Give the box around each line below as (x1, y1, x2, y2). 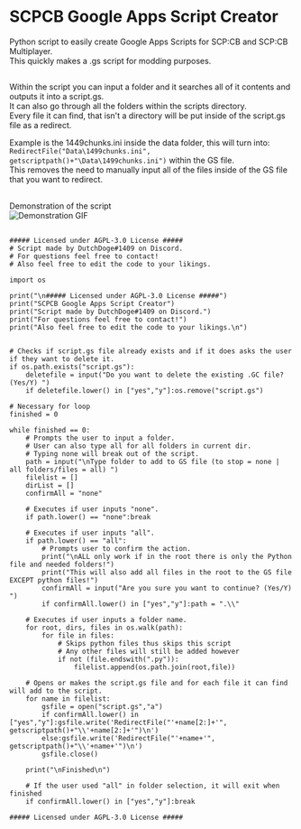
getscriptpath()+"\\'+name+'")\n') (9, 742, 143, 751)
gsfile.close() (41, 750, 99, 759)
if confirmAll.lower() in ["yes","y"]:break (25, 797, 196, 806)
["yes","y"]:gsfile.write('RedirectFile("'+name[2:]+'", (9, 718, 228, 728)
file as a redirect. (9, 120, 72, 131)
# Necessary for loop (9, 402, 91, 412)
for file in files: (41, 631, 115, 640)
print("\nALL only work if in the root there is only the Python (41, 553, 293, 562)
